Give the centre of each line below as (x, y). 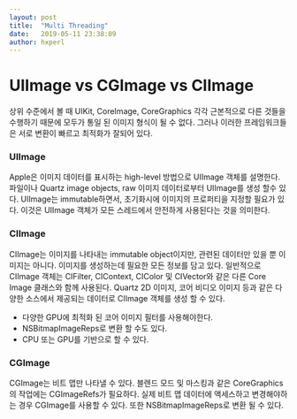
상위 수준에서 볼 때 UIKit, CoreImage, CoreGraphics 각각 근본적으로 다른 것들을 (148, 111)
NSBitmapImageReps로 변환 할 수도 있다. (95, 328)
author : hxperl (37, 42)
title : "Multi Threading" (59, 26)
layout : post (33, 17)
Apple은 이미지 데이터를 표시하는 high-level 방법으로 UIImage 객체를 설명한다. (145, 177)
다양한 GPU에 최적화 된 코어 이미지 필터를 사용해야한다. (118, 317)
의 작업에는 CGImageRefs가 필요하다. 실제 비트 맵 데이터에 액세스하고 (129, 394)
